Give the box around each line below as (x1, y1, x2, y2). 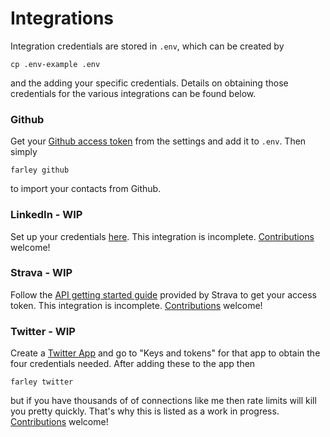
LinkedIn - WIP (10, 208, 83, 222)
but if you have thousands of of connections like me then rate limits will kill (10, 395, 317, 407)
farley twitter (10, 377, 74, 387)
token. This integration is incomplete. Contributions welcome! (10, 299, 263, 311)
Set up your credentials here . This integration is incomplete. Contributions (10, 230, 315, 242)
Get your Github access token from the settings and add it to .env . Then (10, 135, 307, 147)
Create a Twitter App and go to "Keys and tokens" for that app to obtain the (10, 347, 321, 359)
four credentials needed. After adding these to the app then (10, 358, 256, 370)
